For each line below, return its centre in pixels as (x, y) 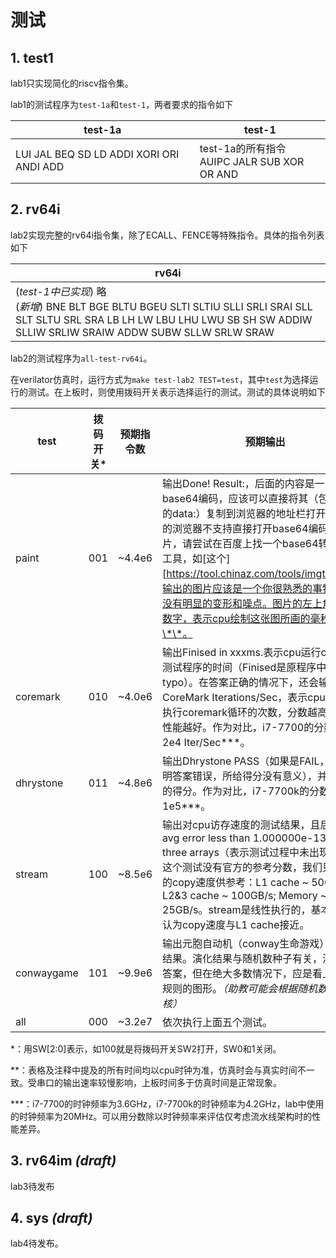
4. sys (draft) (51, 1218)
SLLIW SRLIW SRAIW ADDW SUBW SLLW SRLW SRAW (145, 332)
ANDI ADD (40, 166)
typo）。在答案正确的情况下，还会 (241, 682)
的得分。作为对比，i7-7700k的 (236, 791)
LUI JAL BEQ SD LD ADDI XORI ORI (97, 154)
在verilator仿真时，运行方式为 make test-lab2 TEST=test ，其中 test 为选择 (160, 379)
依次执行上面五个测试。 (217, 1022)
